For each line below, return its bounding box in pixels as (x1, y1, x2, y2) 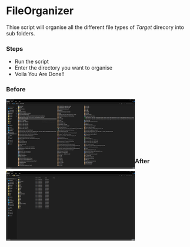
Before (6, 85, 26, 94)
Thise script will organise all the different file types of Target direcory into (6, 24, 184, 31)
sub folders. (6, 29, 35, 37)
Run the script (14, 58, 49, 65)
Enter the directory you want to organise (14, 64, 113, 71)
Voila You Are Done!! (14, 71, 65, 78)
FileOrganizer (6, 4, 74, 18)
